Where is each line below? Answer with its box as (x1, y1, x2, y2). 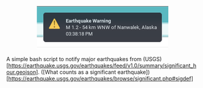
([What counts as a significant (40, 68, 116, 76)
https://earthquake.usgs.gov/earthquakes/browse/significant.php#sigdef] (8, 75, 194, 82)
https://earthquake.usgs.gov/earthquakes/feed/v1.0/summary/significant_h (8, 62, 197, 69)
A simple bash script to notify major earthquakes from (6, 56, 142, 62)
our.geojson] (6, 68, 38, 76)
